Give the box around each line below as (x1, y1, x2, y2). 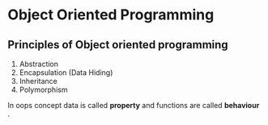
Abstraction (19, 59, 58, 69)
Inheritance (19, 77, 58, 85)
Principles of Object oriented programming (7, 38, 228, 52)
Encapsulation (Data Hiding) (19, 68, 113, 77)
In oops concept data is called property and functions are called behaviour (7, 101, 260, 110)
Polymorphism (19, 85, 68, 94)
